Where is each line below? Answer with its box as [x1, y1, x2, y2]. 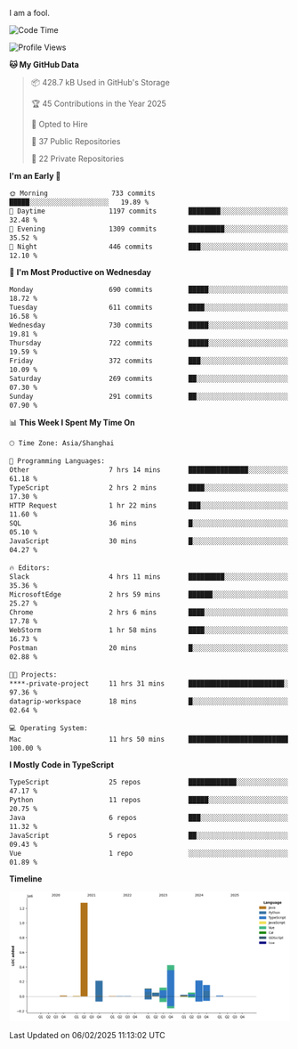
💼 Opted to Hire [30, 119, 89, 129]
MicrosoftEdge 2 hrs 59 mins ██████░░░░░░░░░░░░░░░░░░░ [9, 590, 289, 599]
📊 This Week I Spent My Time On [9, 418, 135, 427]
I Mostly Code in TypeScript [9, 760, 114, 769]
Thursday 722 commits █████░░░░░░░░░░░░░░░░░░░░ [9, 338, 289, 347]
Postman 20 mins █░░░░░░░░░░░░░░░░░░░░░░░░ [9, 644, 289, 653]
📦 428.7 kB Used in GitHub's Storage [30, 77, 171, 87]
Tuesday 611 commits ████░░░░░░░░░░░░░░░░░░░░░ [9, 303, 289, 312]
